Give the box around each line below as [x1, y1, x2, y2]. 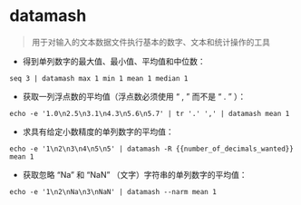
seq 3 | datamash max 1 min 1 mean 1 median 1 [9, 73, 189, 83]
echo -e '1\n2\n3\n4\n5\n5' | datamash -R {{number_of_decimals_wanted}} [9, 144, 295, 153]
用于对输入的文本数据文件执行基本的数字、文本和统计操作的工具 [31, 36, 270, 47]
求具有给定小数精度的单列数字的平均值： [22, 126, 174, 137]
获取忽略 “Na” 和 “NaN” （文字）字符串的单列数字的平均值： [22, 169, 248, 180]
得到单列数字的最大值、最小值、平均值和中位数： [22, 55, 206, 66]
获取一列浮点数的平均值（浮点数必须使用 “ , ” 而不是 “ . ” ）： [22, 91, 247, 102]
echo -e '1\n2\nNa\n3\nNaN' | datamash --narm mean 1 [9, 187, 218, 196]
